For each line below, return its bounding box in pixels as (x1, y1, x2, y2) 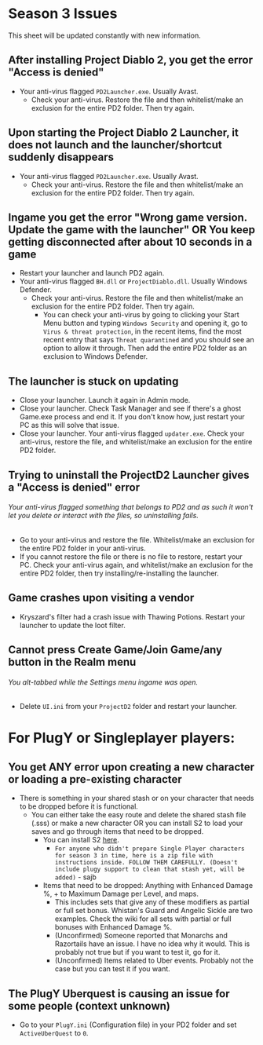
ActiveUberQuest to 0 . (19, 1029, 89, 1037)
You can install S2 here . (42, 835, 120, 845)
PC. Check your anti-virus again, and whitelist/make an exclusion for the (19, 560, 254, 569)
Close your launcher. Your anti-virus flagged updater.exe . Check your (19, 429, 245, 438)
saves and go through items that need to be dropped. (31, 827, 204, 836)
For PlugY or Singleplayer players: (8, 729, 236, 747)
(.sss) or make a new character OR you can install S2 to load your (31, 818, 243, 828)
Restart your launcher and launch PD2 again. (19, 269, 165, 278)
